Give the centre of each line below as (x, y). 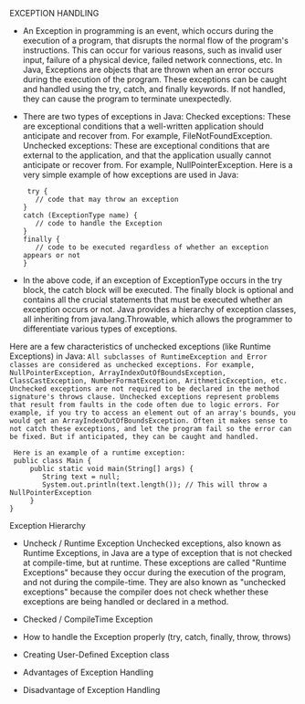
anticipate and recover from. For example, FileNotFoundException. (147, 136)
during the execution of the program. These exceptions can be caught (155, 79)
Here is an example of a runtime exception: (99, 453)
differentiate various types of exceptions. (100, 329)
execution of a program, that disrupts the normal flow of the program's (156, 41)
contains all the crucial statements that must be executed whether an (152, 299)
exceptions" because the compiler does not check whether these (146, 592)
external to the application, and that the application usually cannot (147, 155)
